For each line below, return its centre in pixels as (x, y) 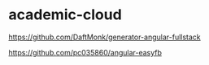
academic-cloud (65, 15)
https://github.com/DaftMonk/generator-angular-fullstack (104, 37)
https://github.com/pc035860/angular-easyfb (85, 52)
